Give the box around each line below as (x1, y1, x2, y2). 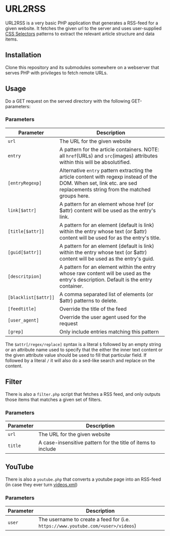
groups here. (59, 192, 90, 199)
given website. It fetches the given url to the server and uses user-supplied (5, 25, 162, 31)
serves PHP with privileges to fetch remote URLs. (5, 70, 108, 76)
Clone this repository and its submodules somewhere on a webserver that (5, 64, 159, 70)
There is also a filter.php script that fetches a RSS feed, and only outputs (5, 391, 161, 397)
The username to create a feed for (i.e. (38, 516, 130, 523)
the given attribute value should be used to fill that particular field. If (5, 352, 147, 358)
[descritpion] (8, 273, 42, 279)
